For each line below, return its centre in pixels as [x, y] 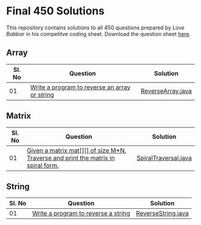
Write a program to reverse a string [81, 214]
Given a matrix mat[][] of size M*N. [77, 150]
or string [42, 95]
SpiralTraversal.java [164, 158]
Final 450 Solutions [55, 11]
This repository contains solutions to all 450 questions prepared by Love [95, 28]
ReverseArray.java [166, 91]
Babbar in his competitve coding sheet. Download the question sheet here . [99, 34]
